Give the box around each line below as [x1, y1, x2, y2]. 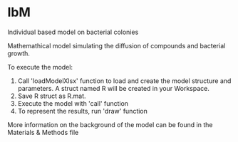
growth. [7, 49, 31, 58]
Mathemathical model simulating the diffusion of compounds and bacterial [7, 41, 226, 50]
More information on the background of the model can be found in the [7, 120, 213, 129]
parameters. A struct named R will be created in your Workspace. [17, 84, 210, 92]
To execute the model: [7, 62, 73, 71]
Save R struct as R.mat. [17, 92, 87, 100]
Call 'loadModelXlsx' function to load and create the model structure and [17, 76, 232, 85]
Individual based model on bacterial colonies [7, 28, 139, 36]
